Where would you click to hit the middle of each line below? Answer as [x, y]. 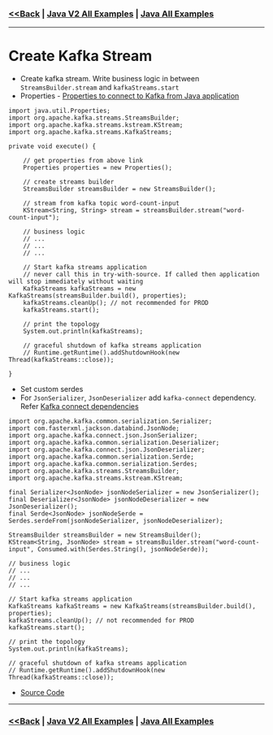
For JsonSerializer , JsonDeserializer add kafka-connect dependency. [138, 398]
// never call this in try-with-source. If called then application [141, 275]
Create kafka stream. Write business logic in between [110, 79]
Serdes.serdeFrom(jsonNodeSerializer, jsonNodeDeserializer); [116, 521]
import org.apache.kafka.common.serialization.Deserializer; [114, 443]
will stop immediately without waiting [76, 282]
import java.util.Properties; [60, 111]
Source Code [42, 693]
